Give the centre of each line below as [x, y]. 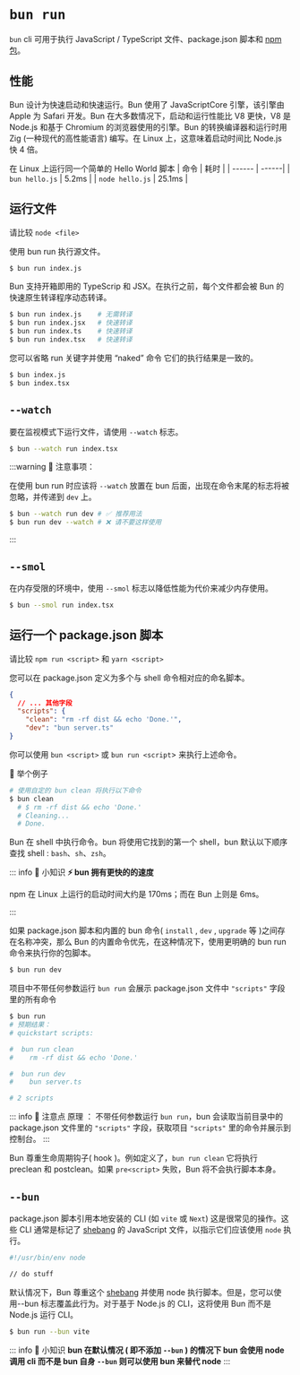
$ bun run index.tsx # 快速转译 [71, 340]
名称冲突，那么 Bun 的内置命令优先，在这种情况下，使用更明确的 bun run [151, 942]
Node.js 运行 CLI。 [44, 1314]
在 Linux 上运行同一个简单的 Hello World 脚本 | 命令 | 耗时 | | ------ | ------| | [150, 169]
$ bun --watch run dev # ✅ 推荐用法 [76, 514]
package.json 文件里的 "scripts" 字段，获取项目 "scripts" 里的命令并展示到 [150, 1128]
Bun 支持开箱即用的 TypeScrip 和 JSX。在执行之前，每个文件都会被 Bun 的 [147, 286]
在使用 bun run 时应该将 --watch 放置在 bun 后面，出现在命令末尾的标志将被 [149, 486]
